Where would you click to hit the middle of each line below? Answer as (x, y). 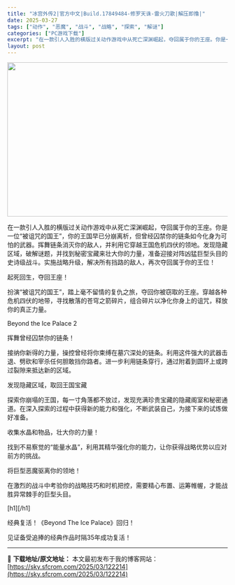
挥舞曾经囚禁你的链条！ (41, 338)
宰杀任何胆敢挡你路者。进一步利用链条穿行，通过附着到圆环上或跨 (133, 361)
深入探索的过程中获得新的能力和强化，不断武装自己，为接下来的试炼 (123, 409)
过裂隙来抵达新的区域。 (41, 370)
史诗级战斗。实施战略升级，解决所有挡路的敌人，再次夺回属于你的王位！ (111, 262)
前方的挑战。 (26, 456)
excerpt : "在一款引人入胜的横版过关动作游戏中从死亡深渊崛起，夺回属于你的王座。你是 (116, 40)
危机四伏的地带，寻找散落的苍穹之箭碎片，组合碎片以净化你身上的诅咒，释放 (117, 301)
